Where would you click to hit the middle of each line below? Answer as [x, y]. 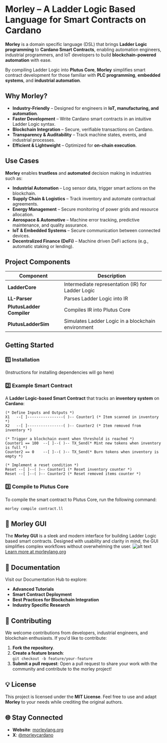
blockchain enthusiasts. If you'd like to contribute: [56, 638]
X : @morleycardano [33, 735]
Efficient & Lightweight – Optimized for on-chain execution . [74, 145]
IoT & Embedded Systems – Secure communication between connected [86, 230]
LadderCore [22, 287]
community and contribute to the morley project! [62, 669]
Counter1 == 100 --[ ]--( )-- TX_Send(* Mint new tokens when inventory [83, 443]
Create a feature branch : [38, 653]
